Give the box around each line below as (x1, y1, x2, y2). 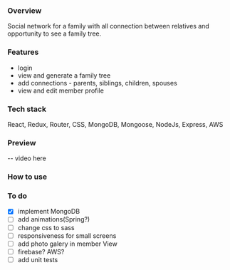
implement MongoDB (17, 207, 80, 216)
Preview (7, 137, 36, 147)
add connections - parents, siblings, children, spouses (17, 78, 178, 87)
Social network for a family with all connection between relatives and (7, 22, 210, 31)
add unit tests (17, 255, 58, 264)
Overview (7, 6, 42, 16)
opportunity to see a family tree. (7, 29, 102, 38)
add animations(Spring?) (17, 215, 90, 224)
